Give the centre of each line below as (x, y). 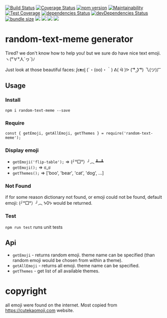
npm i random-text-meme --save (38, 110)
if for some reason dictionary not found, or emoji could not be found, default (84, 197)
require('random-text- (129, 133)
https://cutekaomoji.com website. (39, 310)
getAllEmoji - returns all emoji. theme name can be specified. (76, 265)
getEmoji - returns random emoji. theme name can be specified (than (83, 255)
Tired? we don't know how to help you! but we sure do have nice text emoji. (83, 53)
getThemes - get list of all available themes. (56, 271)
